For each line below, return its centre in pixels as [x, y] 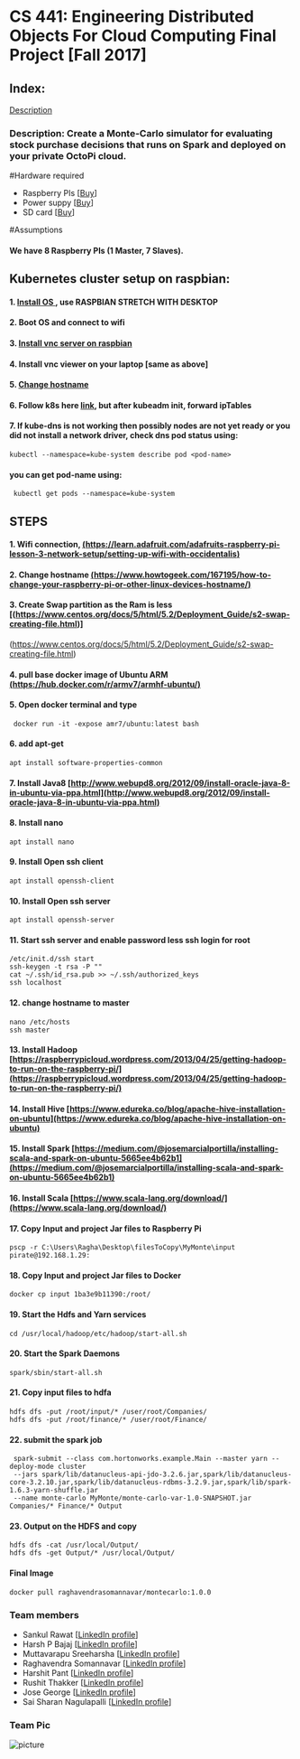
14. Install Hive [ [40, 1109]
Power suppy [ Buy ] [58, 203]
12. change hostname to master [69, 1003]
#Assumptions [36, 230]
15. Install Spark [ [42, 1148]
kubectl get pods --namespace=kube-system [94, 494]
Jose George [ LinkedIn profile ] [79, 1692]
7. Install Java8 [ [41, 782]
